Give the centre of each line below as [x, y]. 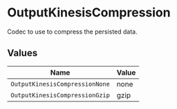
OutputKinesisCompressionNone [60, 84]
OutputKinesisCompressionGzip [60, 95]
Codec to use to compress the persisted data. [72, 32]
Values [22, 53]
